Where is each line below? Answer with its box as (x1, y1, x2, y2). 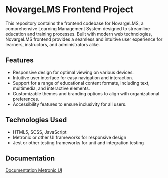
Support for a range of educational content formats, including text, (12, 80, 150, 86)
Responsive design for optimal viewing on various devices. (12, 69, 134, 75)
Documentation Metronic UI (5, 167, 63, 173)
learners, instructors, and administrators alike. (5, 41, 100, 47)
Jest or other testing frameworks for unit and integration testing (12, 139, 144, 146)
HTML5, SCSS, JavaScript (12, 129, 67, 135)
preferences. (12, 96, 39, 102)
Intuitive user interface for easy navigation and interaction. (12, 74, 134, 81)
